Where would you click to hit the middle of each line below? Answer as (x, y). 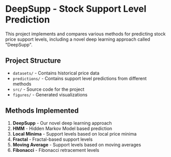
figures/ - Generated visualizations (50, 94)
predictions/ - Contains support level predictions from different (80, 78)
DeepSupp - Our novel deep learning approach (62, 123)
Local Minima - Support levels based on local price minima (75, 134)
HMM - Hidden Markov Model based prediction (62, 128)
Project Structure (33, 61)
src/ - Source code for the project (49, 89)
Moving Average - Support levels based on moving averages (77, 145)
